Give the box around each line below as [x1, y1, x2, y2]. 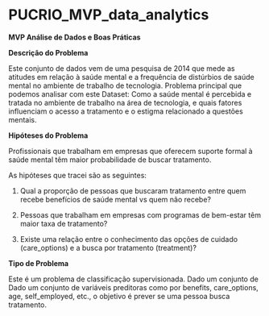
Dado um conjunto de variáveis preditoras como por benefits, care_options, [8, 282, 259, 292]
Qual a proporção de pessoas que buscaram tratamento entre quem [19, 185, 246, 195]
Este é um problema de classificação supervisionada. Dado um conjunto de [8, 274, 259, 284]
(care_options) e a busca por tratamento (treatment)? [19, 243, 197, 252]
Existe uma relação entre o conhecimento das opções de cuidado [19, 234, 238, 243]
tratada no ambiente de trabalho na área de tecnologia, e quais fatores [8, 98, 242, 107]
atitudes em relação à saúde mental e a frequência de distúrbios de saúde [8, 72, 255, 81]
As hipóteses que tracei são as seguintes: [8, 170, 147, 180]
